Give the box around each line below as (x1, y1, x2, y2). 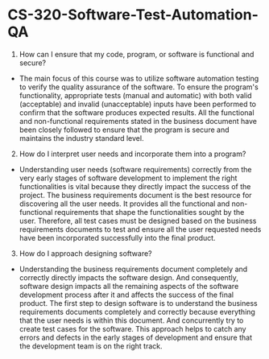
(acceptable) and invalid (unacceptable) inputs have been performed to (19, 99, 257, 109)
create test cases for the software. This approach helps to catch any (19, 324, 246, 333)
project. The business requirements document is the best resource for (19, 190, 252, 200)
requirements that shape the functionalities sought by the (54, 207, 245, 217)
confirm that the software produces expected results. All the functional (19, 107, 255, 118)
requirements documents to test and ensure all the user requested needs (19, 224, 262, 234)
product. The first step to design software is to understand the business (19, 298, 259, 307)
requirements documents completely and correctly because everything (19, 307, 255, 316)
